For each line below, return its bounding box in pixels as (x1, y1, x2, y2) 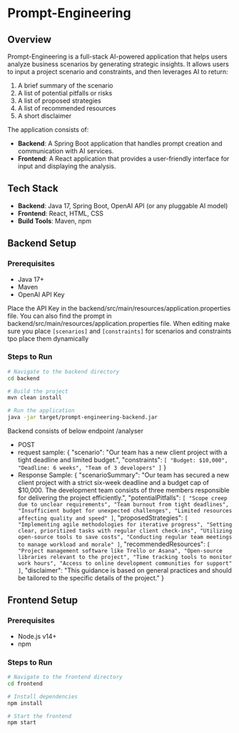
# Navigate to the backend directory (7, 368, 120, 375)
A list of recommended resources (17, 104, 116, 112)
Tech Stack (7, 183, 59, 195)
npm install (7, 699, 43, 707)
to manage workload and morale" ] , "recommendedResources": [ (17, 540, 210, 548)
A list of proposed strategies (17, 96, 101, 105)
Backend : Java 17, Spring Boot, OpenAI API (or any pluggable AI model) (17, 201, 228, 210)
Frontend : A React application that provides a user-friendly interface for (17, 155, 230, 163)
